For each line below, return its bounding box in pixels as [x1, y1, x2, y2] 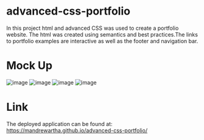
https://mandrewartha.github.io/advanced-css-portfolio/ [6, 127, 148, 134]
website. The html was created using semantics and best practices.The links [6, 30, 198, 38]
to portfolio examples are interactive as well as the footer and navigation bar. [6, 37, 199, 44]
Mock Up [6, 59, 53, 72]
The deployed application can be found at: [6, 120, 113, 127]
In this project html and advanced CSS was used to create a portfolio [6, 24, 179, 32]
